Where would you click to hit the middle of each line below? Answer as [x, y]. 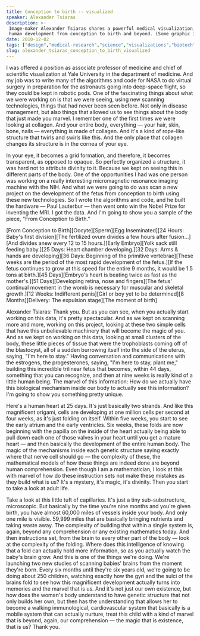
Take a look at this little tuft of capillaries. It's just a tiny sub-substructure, [96, 500]
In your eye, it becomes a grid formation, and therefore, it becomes [88, 155]
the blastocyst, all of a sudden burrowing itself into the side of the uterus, [96, 349]
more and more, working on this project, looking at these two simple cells [96, 324]
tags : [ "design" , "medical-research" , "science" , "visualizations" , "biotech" [101, 45]
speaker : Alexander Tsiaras [41, 17]
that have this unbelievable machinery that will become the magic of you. [96, 331]
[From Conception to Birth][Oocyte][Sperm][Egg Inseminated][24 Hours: [95, 230]
